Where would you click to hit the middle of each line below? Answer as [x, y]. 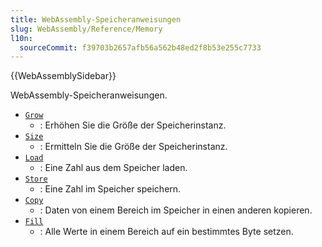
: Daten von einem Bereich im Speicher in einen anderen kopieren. [176, 210]
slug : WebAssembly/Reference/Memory [86, 29]
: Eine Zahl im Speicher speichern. [110, 189]
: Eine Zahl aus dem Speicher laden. [113, 168]
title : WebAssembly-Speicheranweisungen [96, 19]
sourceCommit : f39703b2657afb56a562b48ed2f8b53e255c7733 [140, 47]
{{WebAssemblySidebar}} [63, 76]
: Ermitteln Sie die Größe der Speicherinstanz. [133, 147]
